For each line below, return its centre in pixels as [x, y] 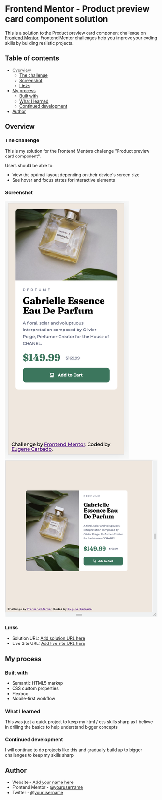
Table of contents [32, 59]
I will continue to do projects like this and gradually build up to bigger [74, 750]
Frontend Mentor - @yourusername [47, 787]
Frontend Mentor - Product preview [77, 9]
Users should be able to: [29, 166]
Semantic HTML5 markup [37, 683]
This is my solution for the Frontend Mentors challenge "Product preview [77, 151]
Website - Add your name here [43, 782]
